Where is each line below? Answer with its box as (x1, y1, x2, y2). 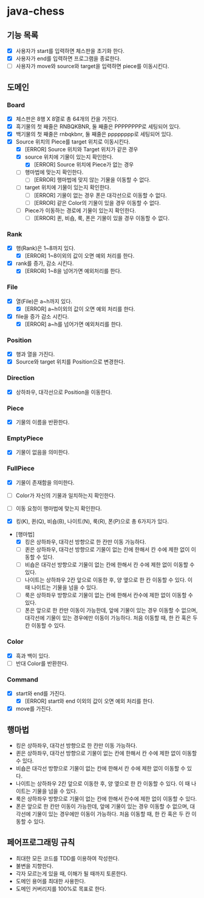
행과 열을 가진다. (15, 351, 55, 358)
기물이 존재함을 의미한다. (15, 478, 75, 486)
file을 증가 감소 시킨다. (15, 313, 69, 320)
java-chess (7, 4, 65, 18)
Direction (7, 374, 35, 382)
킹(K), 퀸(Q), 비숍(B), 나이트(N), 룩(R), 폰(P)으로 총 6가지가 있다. (15, 517, 169, 525)
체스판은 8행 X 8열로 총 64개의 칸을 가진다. (15, 115, 119, 122)
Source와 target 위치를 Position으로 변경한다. (15, 358, 125, 365)
